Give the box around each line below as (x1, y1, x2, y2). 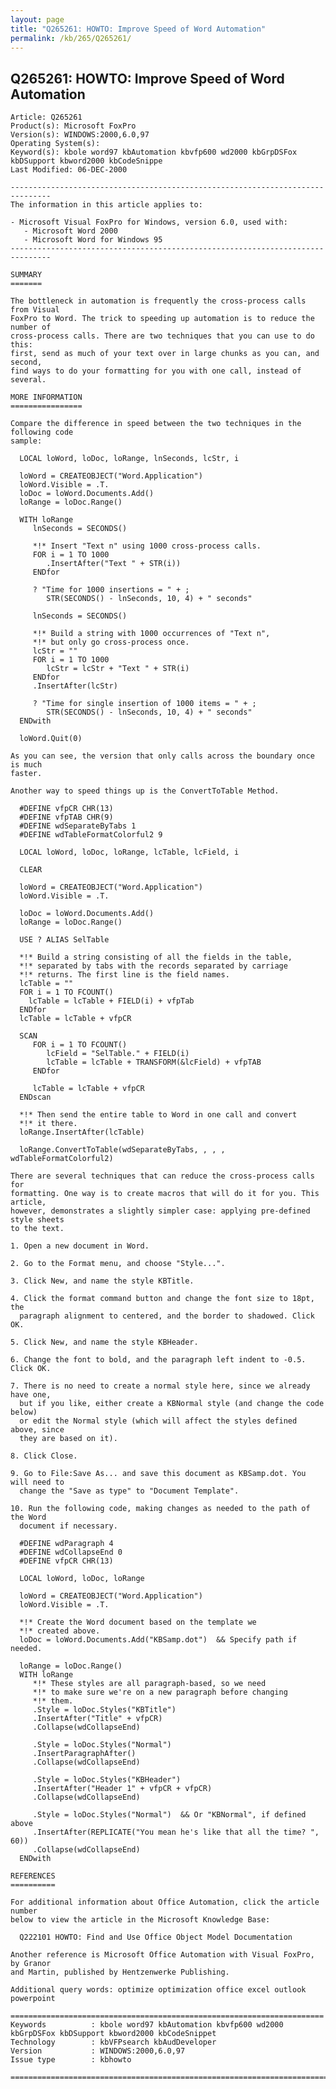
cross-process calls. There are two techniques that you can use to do (10, 331, 315, 341)
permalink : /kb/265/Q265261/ (10, 33, 132, 43)
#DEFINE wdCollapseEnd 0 (19, 1547, 123, 1558)
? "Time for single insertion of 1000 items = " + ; (32, 699, 257, 709)
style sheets (10, 1215, 65, 1225)
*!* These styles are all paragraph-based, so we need (32, 1679, 267, 1689)
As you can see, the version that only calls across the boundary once (10, 751, 315, 761)
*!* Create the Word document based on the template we (19, 1617, 257, 1628)
